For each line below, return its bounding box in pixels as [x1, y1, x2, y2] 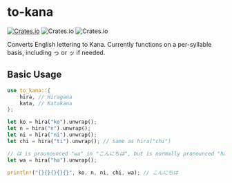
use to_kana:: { [7, 87, 51, 94]
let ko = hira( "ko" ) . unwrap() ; [7, 118, 97, 126]
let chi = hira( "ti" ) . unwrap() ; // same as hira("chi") [7, 138, 171, 144]
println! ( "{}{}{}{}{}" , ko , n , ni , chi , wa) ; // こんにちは [7, 169, 179, 176]
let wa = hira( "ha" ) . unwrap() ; [7, 156, 97, 164]
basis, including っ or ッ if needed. [7, 48, 106, 56]
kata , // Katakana [19, 100, 72, 107]
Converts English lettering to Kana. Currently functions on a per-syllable [7, 40, 212, 48]
